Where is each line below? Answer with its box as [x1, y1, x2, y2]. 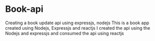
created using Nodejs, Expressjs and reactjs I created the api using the [5, 25, 151, 31]
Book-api [5, 3, 44, 15]
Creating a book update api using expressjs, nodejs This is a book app [5, 20, 150, 26]
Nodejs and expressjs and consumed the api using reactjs [5, 30, 124, 36]
